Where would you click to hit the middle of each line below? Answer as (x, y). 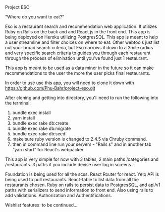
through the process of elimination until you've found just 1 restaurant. (77, 58)
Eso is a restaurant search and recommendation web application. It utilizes (81, 26)
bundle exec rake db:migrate (42, 128)
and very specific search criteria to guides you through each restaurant (78, 53)
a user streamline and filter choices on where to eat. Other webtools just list (82, 42)
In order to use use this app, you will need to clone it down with (70, 83)
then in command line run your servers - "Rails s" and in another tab (82, 144)
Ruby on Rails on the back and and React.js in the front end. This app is (78, 32)
